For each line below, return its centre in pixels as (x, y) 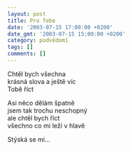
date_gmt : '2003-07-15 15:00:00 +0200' (67, 34)
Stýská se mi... (29, 139)
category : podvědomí (38, 41)
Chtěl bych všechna (37, 74)
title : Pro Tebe (31, 21)
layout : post (27, 14)
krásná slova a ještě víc (42, 81)
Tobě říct (21, 89)
